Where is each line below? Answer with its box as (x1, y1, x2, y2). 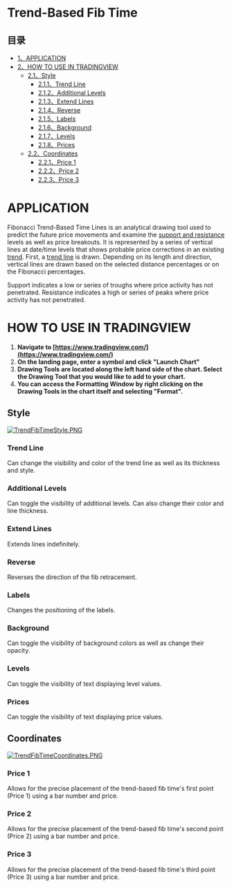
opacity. (7, 646, 30, 655)
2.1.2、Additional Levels (37, 89, 106, 97)
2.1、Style (27, 72, 56, 79)
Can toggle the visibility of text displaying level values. (7, 679, 162, 688)
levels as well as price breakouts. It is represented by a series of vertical (7, 237, 213, 246)
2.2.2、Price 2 (37, 167, 80, 175)
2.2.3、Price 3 (37, 176, 80, 183)
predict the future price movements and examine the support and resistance (7, 231, 225, 239)
